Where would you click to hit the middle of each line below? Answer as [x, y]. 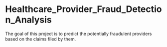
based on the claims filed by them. [41, 39]
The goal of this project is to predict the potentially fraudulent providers [79, 33]
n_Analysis [29, 20]
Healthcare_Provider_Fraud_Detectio [83, 9]
